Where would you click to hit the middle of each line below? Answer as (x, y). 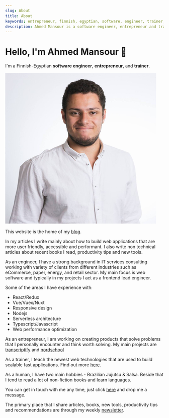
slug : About (18, 11)
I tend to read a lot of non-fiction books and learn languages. (68, 380)
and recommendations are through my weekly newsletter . (65, 410)
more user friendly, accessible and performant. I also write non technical (80, 247)
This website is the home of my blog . (44, 232)
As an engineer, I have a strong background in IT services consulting (76, 262)
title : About (19, 16)
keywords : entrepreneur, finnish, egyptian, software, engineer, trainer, (85, 21)
